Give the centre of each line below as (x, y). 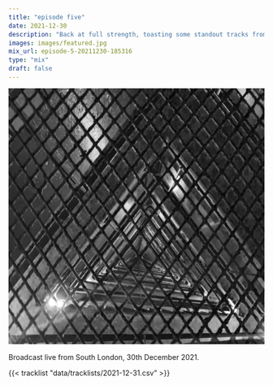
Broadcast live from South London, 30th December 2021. (104, 357)
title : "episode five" (47, 17)
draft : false (30, 69)
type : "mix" (28, 60)
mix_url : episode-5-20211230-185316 (70, 52)
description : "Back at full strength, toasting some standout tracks (129, 34)
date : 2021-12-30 (38, 26)
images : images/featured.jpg (58, 43)
